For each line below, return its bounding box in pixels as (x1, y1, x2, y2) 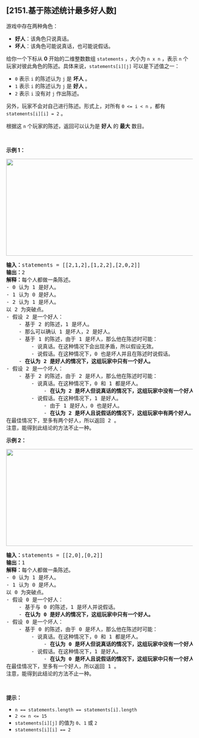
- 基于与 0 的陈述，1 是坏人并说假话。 (18, 604, 118, 610)
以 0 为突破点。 (6, 589, 47, 595)
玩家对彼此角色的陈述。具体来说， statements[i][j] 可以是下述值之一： (6, 62, 180, 69)
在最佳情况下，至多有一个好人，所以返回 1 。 (6, 663, 120, 669)
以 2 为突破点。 (6, 306, 47, 313)
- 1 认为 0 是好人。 (6, 291, 60, 298)
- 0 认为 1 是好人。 (6, 284, 60, 290)
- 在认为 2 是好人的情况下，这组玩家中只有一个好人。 (18, 358, 154, 364)
